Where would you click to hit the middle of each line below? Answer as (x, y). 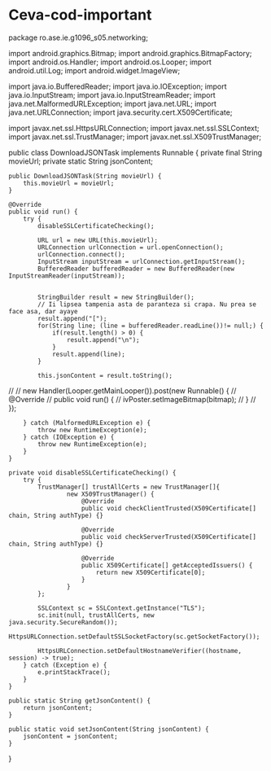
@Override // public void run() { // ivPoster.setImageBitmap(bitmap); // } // (132, 399)
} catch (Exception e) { (65, 665)
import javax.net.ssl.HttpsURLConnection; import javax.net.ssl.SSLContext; (134, 128)
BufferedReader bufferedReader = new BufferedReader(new (136, 269)
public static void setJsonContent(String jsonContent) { (109, 729)
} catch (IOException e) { (69, 437)
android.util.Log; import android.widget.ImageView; (94, 70)
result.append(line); (89, 354)
